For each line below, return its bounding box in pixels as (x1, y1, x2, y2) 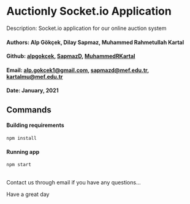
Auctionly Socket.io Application (6, 4, 172, 18)
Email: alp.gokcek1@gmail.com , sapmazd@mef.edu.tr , (6, 66, 149, 74)
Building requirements (6, 122, 64, 129)
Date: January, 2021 (6, 87, 59, 94)
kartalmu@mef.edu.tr (6, 73, 63, 80)
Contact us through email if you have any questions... (6, 179, 141, 186)
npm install (6, 135, 37, 141)
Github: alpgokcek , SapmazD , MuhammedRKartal (6, 53, 135, 60)
